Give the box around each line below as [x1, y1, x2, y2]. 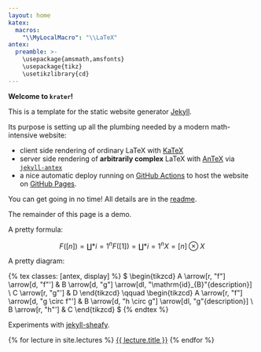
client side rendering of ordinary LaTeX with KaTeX [19, 145, 184, 155]
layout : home [8, 11, 51, 20]
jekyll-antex [19, 163, 63, 171]
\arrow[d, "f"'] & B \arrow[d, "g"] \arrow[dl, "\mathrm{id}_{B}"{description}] [8, 280, 253, 289]
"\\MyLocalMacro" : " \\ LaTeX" [22, 33, 118, 42]
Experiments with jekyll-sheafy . [8, 320, 110, 330]
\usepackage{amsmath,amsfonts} [22, 56, 125, 64]
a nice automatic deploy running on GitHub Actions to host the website [19, 170, 249, 180]
